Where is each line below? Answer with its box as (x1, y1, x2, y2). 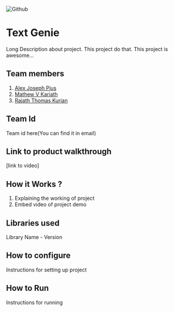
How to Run (6, 283, 49, 293)
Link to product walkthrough (6, 146, 112, 156)
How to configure (6, 250, 71, 261)
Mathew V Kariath (14, 90, 58, 98)
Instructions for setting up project (6, 266, 87, 273)
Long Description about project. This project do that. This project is (6, 45, 168, 52)
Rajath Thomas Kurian (14, 97, 68, 104)
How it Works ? (6, 179, 63, 189)
